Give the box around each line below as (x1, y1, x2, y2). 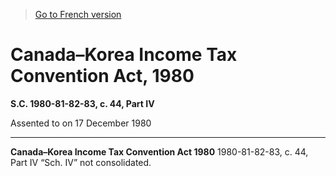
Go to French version (34, 9, 122, 20)
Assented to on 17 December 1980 (10, 117, 152, 129)
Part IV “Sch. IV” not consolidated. (10, 156, 152, 168)
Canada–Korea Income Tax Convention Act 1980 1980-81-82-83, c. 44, (10, 145, 309, 158)
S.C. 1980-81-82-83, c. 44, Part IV (10, 97, 155, 109)
